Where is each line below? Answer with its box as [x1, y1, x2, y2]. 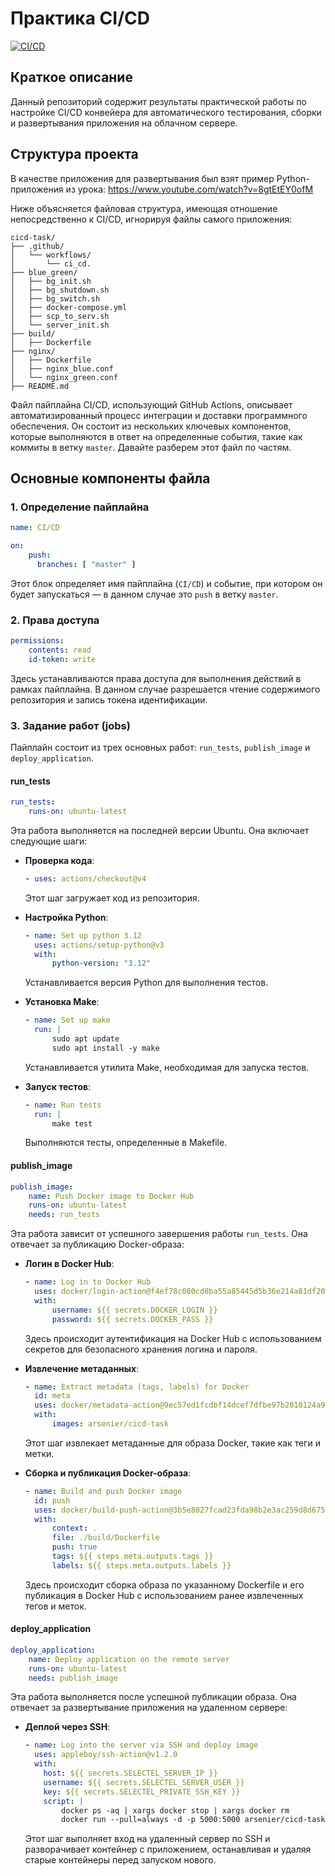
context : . [51, 1523, 98, 1534]
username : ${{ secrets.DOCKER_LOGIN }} [51, 1305, 218, 1315]
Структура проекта [10, 146, 139, 163]
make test [51, 1118, 93, 1129]
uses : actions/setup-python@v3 [34, 940, 165, 950]
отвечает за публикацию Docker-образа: [10, 1238, 185, 1251]
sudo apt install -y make [51, 1043, 160, 1053]
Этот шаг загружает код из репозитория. [24, 892, 200, 904]
